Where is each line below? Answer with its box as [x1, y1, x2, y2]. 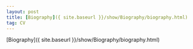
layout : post [6, 8, 39, 15]
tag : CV [6, 20, 26, 26]
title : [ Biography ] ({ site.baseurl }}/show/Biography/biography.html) [6, 14, 188, 20]
